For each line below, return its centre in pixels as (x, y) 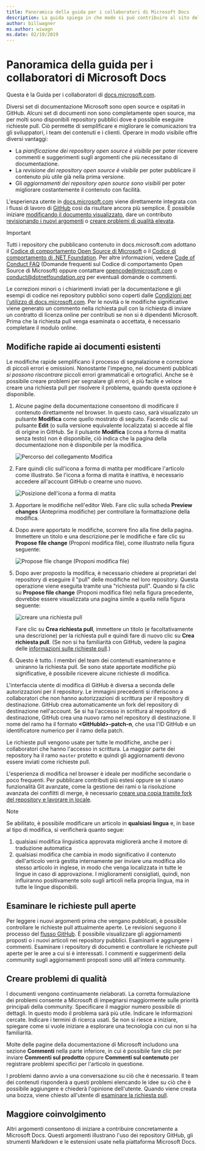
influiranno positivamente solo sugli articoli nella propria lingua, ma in (102, 880)
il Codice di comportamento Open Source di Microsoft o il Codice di (91, 251)
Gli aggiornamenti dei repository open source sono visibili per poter (100, 183)
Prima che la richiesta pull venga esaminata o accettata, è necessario (93, 322)
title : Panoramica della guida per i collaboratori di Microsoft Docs (98, 12)
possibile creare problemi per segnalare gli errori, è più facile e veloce (94, 381)
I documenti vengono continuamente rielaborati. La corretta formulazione (98, 994)
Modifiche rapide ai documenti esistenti (84, 347)
